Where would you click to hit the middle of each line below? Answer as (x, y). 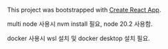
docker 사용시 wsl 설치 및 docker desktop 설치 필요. (78, 38)
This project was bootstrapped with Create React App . (84, 10)
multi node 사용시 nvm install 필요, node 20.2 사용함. (80, 24)
